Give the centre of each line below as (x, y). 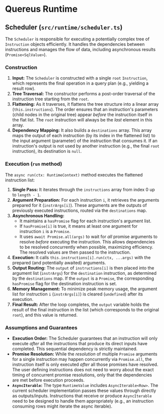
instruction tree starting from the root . (51, 99)
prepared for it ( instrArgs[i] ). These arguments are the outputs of (79, 205)
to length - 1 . (26, 195)
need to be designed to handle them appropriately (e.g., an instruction (83, 401)
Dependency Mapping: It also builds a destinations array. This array (82, 130)
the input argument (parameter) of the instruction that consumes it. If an (85, 141)
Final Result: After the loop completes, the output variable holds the (81, 304)
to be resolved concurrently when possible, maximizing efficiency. (86, 247)
